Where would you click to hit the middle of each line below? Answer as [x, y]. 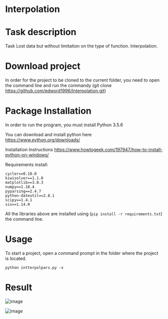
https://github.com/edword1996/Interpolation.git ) [56, 91]
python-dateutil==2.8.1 [30, 196]
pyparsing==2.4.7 [23, 191]
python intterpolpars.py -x [34, 267]
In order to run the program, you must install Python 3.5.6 [64, 125]
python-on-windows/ [27, 155]
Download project [43, 66]
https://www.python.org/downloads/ [43, 140]
